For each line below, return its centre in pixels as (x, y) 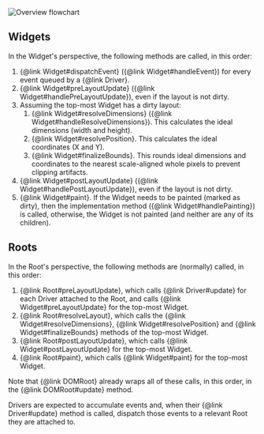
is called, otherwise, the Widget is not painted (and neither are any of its (136, 214)
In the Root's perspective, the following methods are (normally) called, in (126, 266)
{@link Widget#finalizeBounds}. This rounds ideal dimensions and (139, 155)
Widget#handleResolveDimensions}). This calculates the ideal (132, 122)
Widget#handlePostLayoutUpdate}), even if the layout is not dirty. (126, 189)
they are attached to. (42, 421)
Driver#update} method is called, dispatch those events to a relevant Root (128, 413)
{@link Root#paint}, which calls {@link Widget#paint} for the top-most (134, 357)
